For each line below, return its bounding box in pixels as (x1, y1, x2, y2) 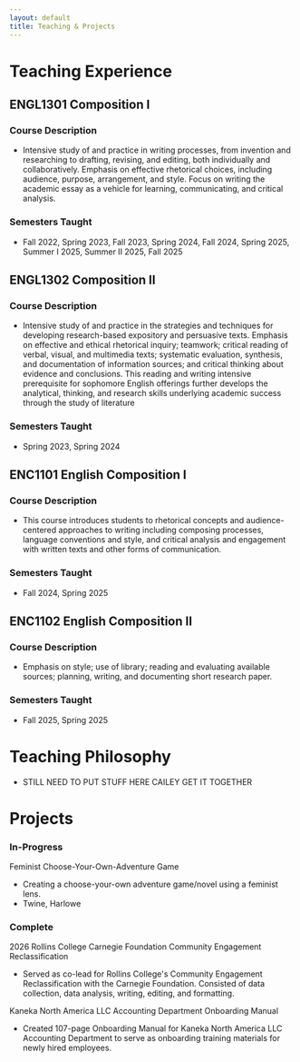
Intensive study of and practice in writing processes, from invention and (22, 144, 292, 155)
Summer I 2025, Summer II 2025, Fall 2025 (22, 246, 183, 257)
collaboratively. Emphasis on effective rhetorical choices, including (22, 164, 273, 175)
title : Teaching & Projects (9, 22, 116, 31)
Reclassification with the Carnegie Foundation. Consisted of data (22, 978, 266, 989)
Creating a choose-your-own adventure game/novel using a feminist (22, 878, 278, 890)
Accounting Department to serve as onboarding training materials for (22, 1033, 281, 1044)
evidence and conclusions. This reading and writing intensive (22, 369, 252, 380)
